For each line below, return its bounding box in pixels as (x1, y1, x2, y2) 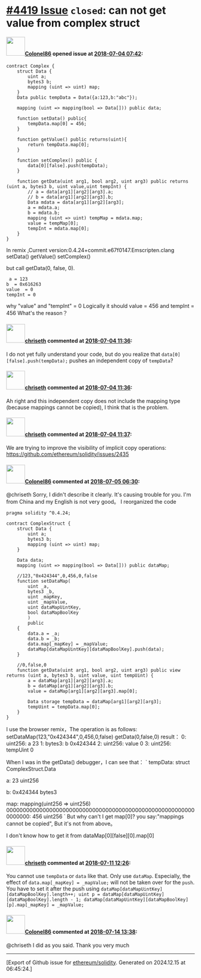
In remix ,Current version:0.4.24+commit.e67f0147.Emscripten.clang (6, 247, 175, 254)
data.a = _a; (28, 631, 60, 637)
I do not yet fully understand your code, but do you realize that (6, 350, 160, 358)
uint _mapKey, (28, 594, 63, 600)
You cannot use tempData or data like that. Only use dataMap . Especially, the (6, 873, 191, 880)
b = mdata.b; (28, 210, 60, 216)
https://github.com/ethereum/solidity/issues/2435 (6, 450, 129, 458)
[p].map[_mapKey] (6, 902, 50, 908)
